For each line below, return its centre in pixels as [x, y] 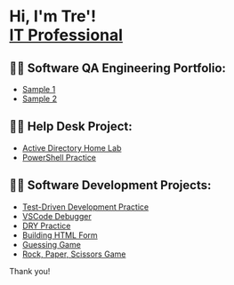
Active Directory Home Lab [72, 147]
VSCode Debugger [56, 216]
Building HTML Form [60, 235]
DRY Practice [46, 226]
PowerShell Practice [59, 157]
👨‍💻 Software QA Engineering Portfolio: [118, 68]
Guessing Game [52, 244]
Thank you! [30, 271]
